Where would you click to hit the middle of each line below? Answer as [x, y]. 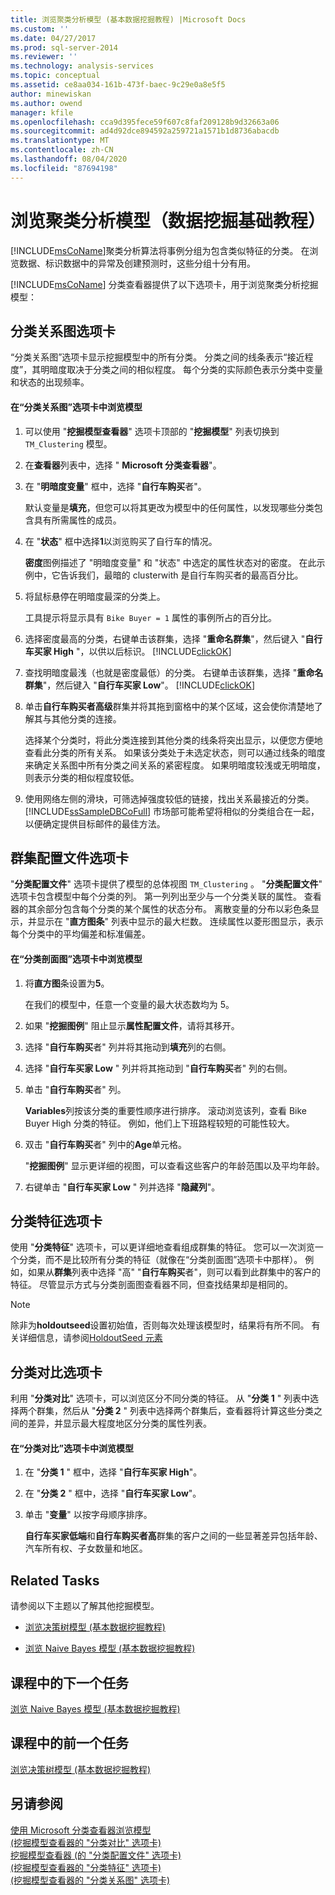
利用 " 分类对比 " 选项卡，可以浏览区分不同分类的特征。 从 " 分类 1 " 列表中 [160, 1398]
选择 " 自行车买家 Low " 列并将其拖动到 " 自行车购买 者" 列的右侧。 [158, 1068]
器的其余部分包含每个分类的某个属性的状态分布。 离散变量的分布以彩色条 [160, 909]
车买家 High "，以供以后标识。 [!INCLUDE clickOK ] [128, 651]
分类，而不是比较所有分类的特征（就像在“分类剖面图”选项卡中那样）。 [160, 1260]
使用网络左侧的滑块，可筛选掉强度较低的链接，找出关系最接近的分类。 [169, 798]
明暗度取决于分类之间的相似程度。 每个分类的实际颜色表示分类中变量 [182, 370]
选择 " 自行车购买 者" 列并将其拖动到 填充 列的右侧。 [128, 1047]
